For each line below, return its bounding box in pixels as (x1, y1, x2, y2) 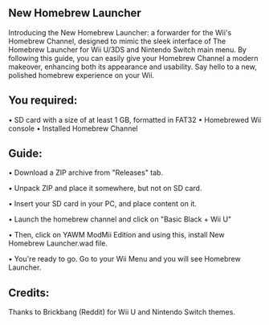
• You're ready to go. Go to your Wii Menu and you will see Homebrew (8, 254, 241, 264)
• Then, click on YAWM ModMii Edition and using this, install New (8, 230, 225, 240)
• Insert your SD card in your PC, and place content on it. (8, 199, 197, 209)
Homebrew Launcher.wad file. (8, 238, 108, 248)
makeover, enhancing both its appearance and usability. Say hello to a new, (8, 62, 257, 71)
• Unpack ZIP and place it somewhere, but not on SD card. (8, 184, 202, 193)
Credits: (8, 286, 50, 299)
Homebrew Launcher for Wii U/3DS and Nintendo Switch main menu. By (8, 44, 247, 55)
